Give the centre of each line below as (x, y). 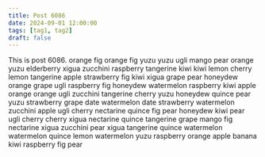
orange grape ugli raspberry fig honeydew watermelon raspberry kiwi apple (132, 86)
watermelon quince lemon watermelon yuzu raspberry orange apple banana (133, 136)
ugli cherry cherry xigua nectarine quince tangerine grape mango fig (121, 119)
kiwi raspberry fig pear (46, 144)
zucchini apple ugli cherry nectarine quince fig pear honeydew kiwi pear (127, 111)
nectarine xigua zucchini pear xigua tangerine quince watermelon (115, 128)
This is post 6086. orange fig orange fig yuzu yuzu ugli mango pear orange (131, 60)
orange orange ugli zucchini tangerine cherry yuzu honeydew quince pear (130, 94)
